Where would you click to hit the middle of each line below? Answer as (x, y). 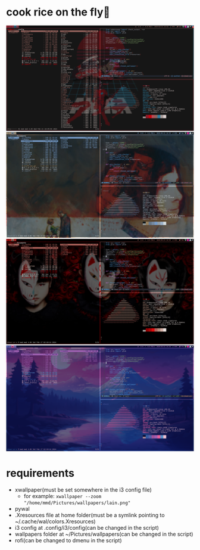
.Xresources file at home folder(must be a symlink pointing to (90, 515)
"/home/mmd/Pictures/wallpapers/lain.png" (77, 503)
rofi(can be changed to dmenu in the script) (68, 540)
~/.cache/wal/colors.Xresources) (55, 521)
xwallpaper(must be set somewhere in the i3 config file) (83, 490)
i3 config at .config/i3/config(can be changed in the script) (87, 527)
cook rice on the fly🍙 (58, 12)
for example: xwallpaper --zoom (62, 496)
